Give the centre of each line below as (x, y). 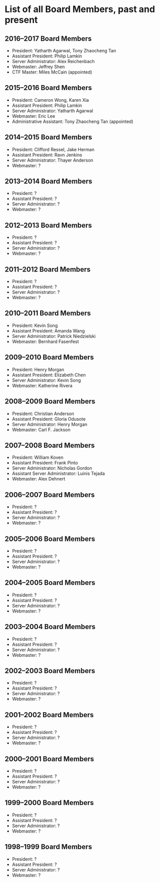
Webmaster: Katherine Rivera (42, 385)
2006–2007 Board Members (50, 495)
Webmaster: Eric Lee (34, 116)
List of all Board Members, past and (80, 9)
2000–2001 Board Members (49, 759)
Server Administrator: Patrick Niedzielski (54, 336)
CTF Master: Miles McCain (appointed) (52, 72)
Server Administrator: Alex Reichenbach (53, 61)
